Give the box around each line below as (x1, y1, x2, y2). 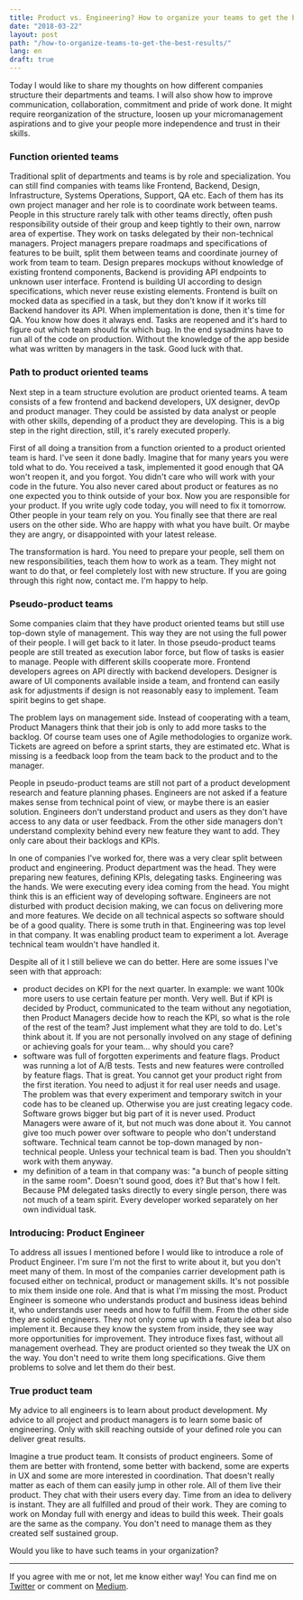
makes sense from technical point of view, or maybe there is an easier (9, 796, 270, 808)
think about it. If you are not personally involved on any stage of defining (22, 1031, 292, 1042)
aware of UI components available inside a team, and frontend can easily (9, 675, 280, 686)
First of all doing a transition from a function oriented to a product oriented (9, 442, 286, 453)
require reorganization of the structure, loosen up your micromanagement (9, 109, 284, 119)
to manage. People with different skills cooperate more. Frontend (9, 656, 251, 667)
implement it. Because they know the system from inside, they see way (9, 1324, 273, 1335)
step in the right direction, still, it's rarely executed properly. (9, 425, 231, 436)
